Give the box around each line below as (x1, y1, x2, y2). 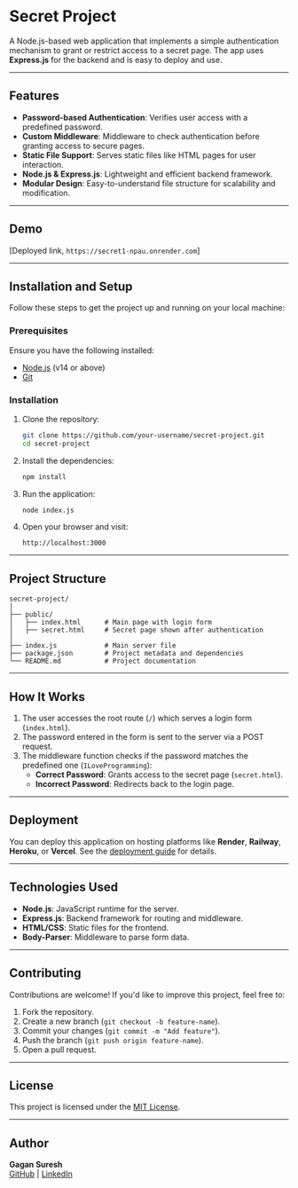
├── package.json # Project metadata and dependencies (9, 649, 244, 658)
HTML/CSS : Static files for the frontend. (21, 922, 169, 932)
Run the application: (21, 488, 96, 499)
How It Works (9, 689, 86, 704)
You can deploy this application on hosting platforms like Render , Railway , (9, 836, 281, 846)
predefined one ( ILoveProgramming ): (21, 760, 153, 771)
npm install (21, 472, 67, 481)
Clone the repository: (21, 413, 100, 424)
